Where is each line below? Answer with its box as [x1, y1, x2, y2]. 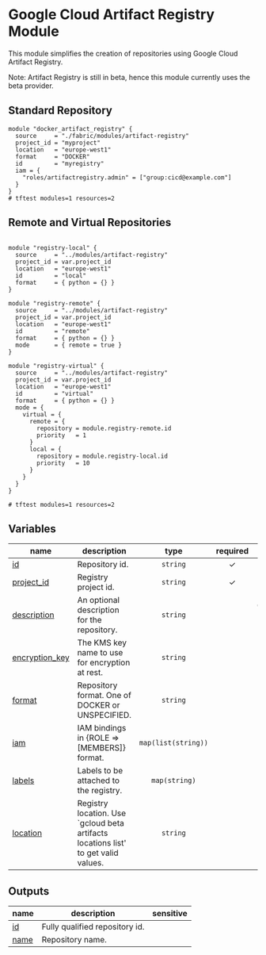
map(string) [151, 776, 196, 785]
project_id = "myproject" [15, 139, 101, 147]
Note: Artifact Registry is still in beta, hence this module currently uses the [8, 72, 251, 82]
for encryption [77, 657, 131, 668]
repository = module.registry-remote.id [36, 424, 172, 432]
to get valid [77, 847, 119, 858]
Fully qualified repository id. [41, 922, 145, 933]
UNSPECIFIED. [77, 710, 132, 721]
